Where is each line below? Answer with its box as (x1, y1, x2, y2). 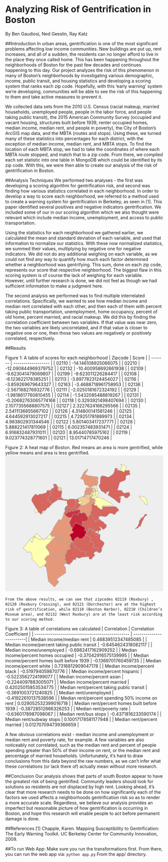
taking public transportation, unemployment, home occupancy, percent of (5, 309, 158, 315)
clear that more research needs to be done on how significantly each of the (5, 789, 161, 795)
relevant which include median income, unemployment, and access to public (5, 214, 163, 220)
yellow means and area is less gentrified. (5, 450, 90, 456)
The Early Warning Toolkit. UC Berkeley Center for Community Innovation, (5, 831, 158, 837)
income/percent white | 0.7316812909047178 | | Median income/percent (5, 663, 154, 669)
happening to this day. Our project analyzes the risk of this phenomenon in (5, 67, 159, 73)
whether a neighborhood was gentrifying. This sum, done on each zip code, (5, 261, 162, 267)
